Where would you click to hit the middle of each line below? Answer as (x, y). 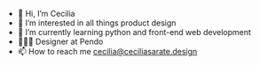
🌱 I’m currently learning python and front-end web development (134, 32)
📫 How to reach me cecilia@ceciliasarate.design (107, 51)
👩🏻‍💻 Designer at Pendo (60, 41)
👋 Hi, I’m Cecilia (46, 14)
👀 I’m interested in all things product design (97, 23)
